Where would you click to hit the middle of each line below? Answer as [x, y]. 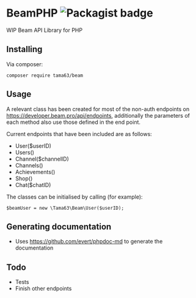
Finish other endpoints [43, 289]
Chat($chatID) [33, 185]
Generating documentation [59, 227]
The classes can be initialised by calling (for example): [74, 197]
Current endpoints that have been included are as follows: [79, 134]
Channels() [29, 165]
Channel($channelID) [42, 159]
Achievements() [35, 172]
